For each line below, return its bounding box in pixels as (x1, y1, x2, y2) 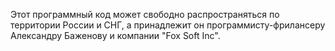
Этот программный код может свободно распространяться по (10, 9, 280, 20)
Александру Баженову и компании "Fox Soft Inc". (10, 30, 221, 41)
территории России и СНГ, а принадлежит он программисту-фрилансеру (10, 19, 326, 31)
